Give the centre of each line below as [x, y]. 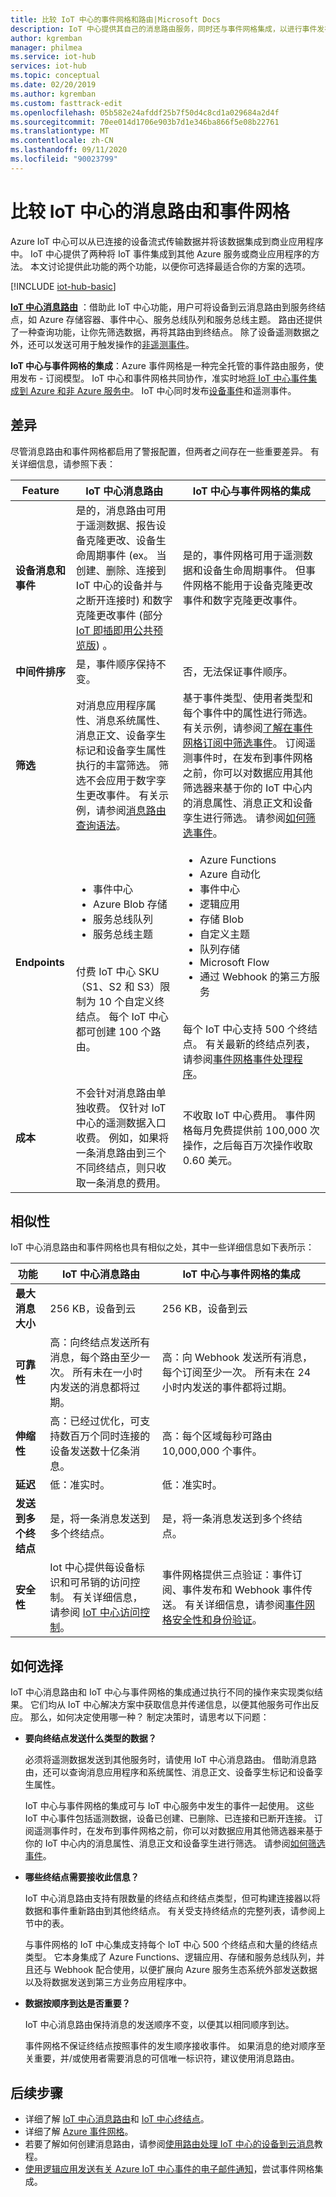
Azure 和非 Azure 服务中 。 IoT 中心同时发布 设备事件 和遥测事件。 [163, 390]
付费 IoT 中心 [106, 971]
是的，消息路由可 [116, 510]
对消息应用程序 [111, 705]
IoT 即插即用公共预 [119, 630]
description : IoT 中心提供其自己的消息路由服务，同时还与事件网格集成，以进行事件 [164, 29]
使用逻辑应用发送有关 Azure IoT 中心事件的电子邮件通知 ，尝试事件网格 [169, 2168]
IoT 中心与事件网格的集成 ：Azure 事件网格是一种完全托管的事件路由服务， [162, 365]
